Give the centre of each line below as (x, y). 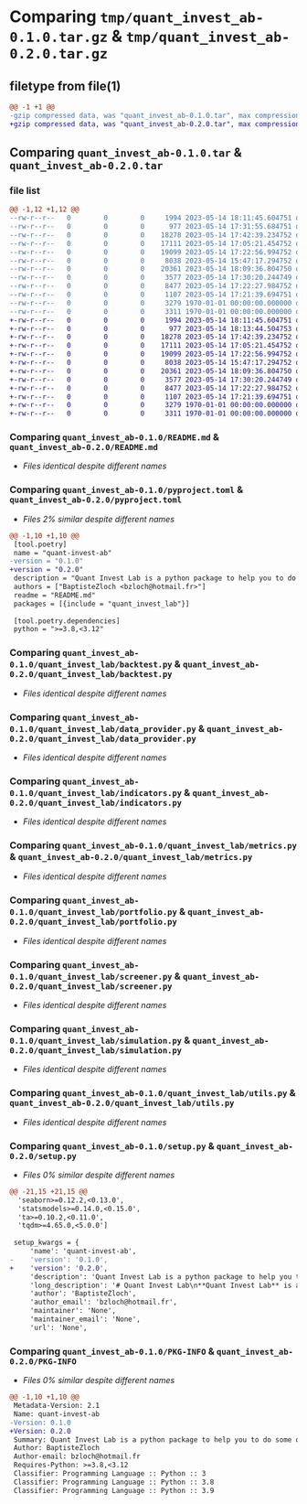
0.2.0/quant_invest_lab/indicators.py (96, 803)
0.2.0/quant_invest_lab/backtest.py (91, 675)
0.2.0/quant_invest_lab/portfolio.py (94, 922)
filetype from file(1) (65, 86)
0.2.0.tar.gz (58, 54)
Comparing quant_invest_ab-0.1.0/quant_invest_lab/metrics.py (153, 845)
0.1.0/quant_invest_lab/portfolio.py (94, 913)
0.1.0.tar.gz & (66, 36)
